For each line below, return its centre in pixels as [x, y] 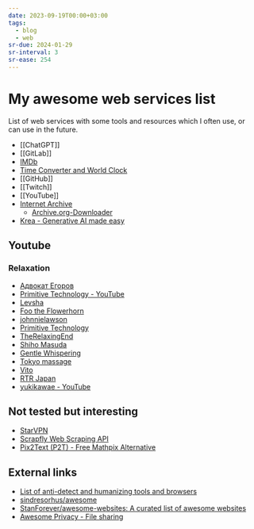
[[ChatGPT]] [40, 144]
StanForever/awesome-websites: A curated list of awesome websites [133, 508]
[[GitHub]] [36, 178]
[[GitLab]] [35, 153]
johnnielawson [43, 319]
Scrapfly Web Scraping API [64, 439]
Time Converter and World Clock [73, 170]
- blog [26, 30]
